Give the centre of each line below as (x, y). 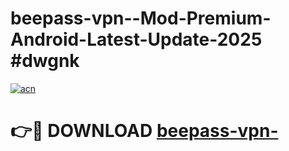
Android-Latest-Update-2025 (136, 39)
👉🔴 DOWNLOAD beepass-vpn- (144, 131)
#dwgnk (45, 61)
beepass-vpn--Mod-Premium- (141, 18)
